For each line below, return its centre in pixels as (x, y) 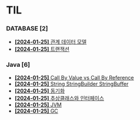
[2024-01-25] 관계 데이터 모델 (51, 42)
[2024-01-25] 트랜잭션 (42, 49)
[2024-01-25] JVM (38, 104)
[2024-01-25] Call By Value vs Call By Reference (74, 77)
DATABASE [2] (27, 29)
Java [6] (18, 65)
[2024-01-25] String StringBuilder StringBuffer (71, 84)
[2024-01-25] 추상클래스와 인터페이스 (59, 98)
